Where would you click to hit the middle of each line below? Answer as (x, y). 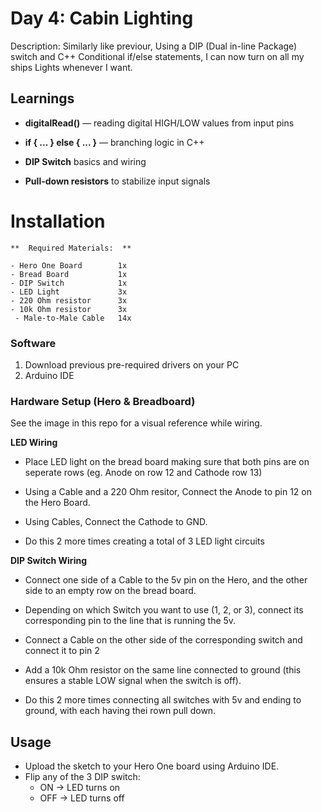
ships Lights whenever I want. (71, 67)
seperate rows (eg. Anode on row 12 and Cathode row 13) (143, 473)
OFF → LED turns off (82, 798)
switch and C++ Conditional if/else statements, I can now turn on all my (157, 56)
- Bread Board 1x (69, 274)
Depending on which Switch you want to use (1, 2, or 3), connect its (164, 610)
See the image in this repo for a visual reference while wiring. (136, 423)
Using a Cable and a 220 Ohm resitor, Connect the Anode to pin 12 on (168, 492)
